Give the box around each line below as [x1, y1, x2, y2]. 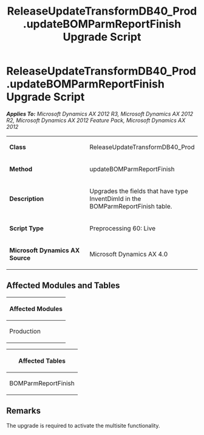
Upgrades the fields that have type [89, 187, 188, 195]
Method [9, 165, 33, 173]
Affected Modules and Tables [6, 281, 120, 291]
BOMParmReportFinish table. [89, 202, 172, 210]
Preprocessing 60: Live [89, 224, 156, 232]
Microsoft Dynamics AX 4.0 [89, 250, 168, 258]
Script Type [9, 224, 44, 232]
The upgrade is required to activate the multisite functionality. [6, 422, 160, 429]
